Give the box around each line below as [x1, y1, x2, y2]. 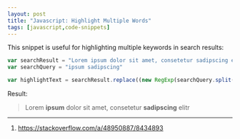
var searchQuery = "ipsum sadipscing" [7, 63, 123, 71]
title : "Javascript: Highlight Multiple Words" [7, 17, 152, 24]
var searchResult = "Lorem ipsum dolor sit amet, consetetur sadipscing [7, 57, 229, 64]
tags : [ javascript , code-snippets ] [7, 24, 111, 31]
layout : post [7, 10, 46, 18]
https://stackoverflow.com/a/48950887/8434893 [17, 124, 164, 132]
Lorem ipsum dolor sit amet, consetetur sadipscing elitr [24, 103, 190, 111]
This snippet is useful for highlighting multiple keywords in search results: [7, 43, 224, 52]
